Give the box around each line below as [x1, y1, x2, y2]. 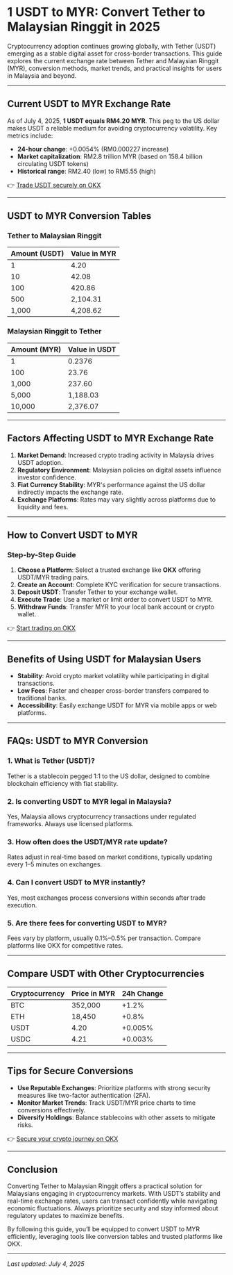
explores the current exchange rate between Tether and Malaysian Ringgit [7, 56, 219, 65]
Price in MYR [71, 988, 116, 998]
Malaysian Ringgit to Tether [7, 327, 102, 336]
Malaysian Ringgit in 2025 [7, 19, 161, 35]
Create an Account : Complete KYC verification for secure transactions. [17, 581, 222, 589]
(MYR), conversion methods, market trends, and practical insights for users [7, 64, 223, 72]
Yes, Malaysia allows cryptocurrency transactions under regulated [7, 812, 196, 821]
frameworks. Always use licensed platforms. [7, 820, 134, 828]
